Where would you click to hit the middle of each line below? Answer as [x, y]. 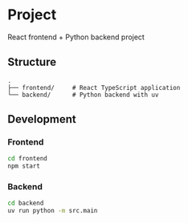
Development [42, 119]
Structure [32, 62]
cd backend [26, 203]
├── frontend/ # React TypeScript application [94, 87]
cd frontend [27, 159]
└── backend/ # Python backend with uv [83, 95]
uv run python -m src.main [53, 211]
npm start [24, 166]
